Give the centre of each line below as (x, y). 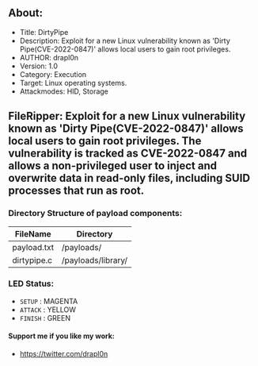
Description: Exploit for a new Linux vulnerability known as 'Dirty (125, 40)
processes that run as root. (76, 191)
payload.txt (33, 247)
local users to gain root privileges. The (105, 141)
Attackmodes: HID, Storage (64, 91)
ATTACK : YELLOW (48, 310)
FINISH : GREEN (45, 318)
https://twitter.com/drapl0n (64, 354)
